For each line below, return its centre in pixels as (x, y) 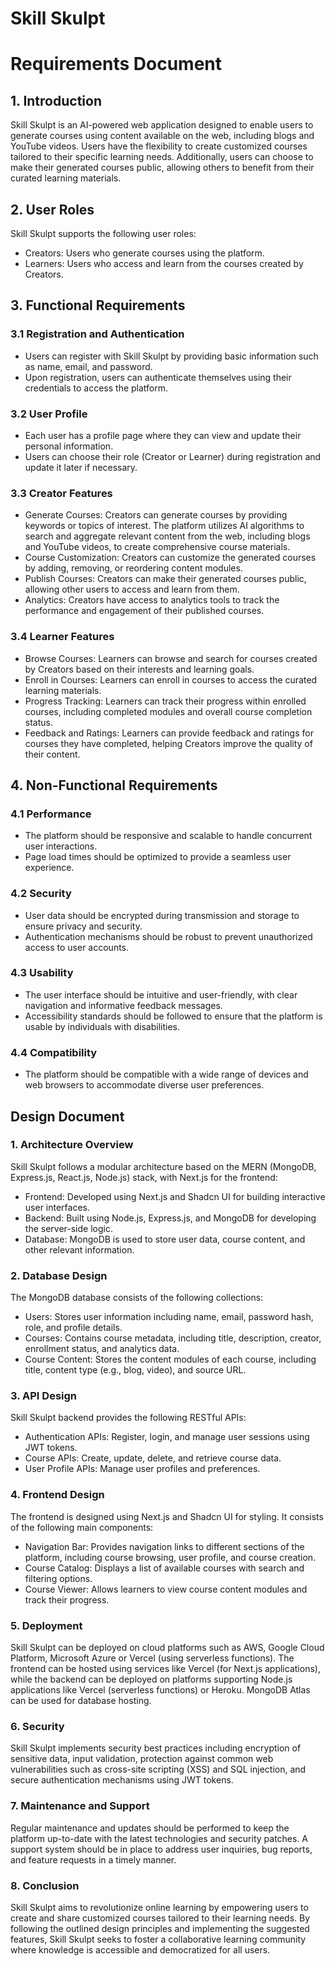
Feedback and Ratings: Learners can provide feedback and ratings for (169, 733)
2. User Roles (52, 209)
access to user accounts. (77, 947)
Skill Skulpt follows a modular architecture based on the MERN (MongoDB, (163, 1166)
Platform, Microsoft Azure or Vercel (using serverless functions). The (152, 1658)
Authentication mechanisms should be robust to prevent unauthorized (168, 936)
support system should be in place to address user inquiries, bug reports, (161, 1849)
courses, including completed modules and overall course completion (168, 711)
